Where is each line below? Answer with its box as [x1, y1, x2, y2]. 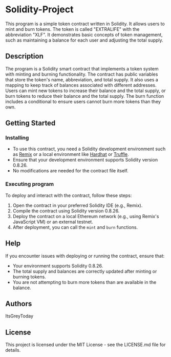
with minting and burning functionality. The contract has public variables [5, 71, 158, 77]
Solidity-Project [5, 4, 74, 15]
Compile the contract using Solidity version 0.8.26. [12, 207, 120, 214]
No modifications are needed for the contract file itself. [12, 168, 129, 174]
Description [5, 52, 44, 61]
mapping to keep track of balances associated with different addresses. [5, 82, 157, 88]
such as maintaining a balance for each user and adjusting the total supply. [5, 37, 164, 43]
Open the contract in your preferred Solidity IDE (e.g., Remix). [12, 202, 143, 208]
